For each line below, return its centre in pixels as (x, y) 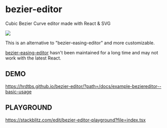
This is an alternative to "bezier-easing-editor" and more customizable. (80, 43)
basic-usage (19, 91)
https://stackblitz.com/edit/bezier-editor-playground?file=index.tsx (76, 120)
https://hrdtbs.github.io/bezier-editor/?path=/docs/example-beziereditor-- (83, 86)
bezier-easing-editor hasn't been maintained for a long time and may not (82, 52)
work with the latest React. (33, 58)
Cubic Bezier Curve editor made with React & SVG (58, 23)
